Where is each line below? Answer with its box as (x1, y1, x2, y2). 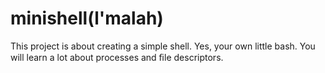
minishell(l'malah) (10, 7, 164, 30)
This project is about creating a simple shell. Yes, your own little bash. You (10, 40, 316, 52)
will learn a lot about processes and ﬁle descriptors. (10, 51, 224, 63)
